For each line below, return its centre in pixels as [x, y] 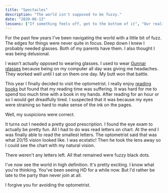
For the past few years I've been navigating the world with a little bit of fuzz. [83, 38]
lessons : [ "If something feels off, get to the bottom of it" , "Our [78, 24]
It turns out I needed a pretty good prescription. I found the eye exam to [79, 124]
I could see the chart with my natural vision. [50, 146]
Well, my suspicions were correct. [40, 115]
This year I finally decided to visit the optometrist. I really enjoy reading [78, 84]
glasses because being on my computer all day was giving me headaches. [82, 69]
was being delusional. [27, 54]
